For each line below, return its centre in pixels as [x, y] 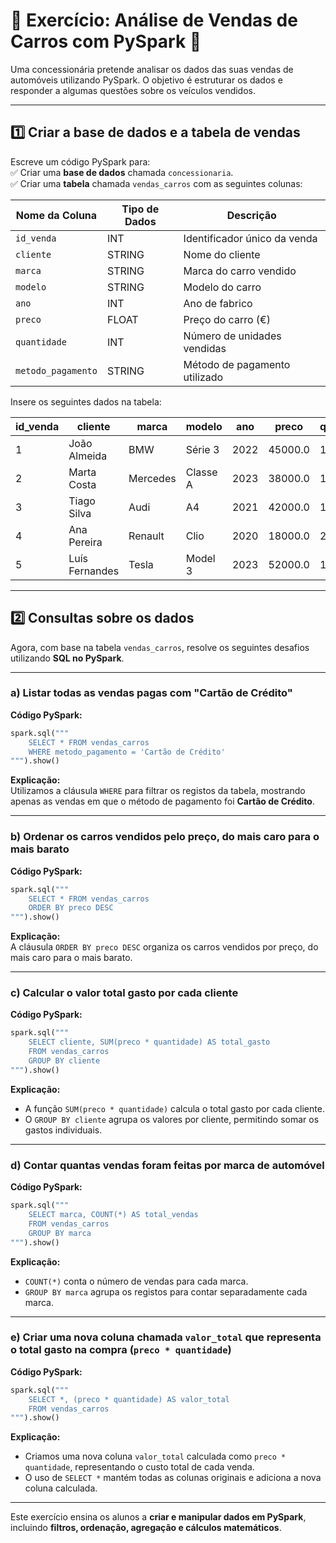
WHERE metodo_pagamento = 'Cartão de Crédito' [127, 752]
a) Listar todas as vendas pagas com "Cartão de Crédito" [151, 693]
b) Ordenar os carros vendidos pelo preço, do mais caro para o [165, 837]
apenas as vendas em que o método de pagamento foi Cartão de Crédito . [162, 801]
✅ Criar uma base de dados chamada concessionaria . [122, 172]
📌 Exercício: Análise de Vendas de [154, 20]
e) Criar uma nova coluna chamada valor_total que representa [166, 1337]
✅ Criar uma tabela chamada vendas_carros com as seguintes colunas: [156, 183]
